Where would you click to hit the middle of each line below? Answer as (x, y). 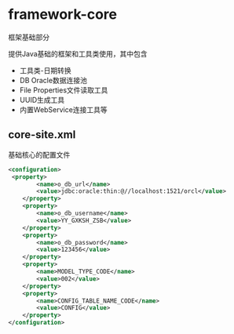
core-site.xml (42, 135)
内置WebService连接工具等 (63, 109)
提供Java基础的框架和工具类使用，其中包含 (78, 53)
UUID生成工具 (42, 100)
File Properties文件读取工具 (64, 90)
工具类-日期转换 (46, 70)
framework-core (63, 15)
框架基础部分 (29, 37)
